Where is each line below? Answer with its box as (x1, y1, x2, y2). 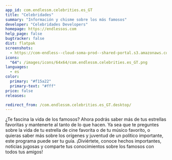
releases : (5, 93, 27, 98)
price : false (5, 88, 33, 94)
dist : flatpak (5, 41, 36, 46)
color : (5, 74, 19, 79)
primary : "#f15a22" (10, 79, 52, 84)
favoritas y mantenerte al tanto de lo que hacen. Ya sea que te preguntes (5, 122, 159, 128)
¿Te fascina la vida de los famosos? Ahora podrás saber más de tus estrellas (5, 116, 166, 123)
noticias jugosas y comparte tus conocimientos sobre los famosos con (5, 144, 155, 150)
